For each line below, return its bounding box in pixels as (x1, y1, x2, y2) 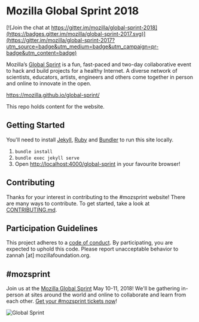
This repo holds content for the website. (6, 103, 105, 110)
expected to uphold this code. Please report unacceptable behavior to (6, 246, 179, 253)
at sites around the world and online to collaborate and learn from (25, 291, 186, 299)
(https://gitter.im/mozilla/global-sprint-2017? (6, 36, 115, 44)
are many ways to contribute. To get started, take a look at (6, 200, 150, 207)
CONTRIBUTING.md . (6, 206, 57, 213)
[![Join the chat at (6, 24, 50, 31)
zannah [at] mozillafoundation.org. (6, 252, 91, 259)
